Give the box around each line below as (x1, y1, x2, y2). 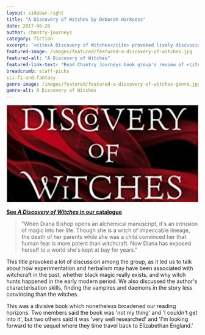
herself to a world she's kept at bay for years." (21, 246, 138, 254)
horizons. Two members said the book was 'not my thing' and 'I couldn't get (6, 309, 198, 316)
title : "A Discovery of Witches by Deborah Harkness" (6, 16, 146, 23)
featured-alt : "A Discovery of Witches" (6, 55, 111, 61)
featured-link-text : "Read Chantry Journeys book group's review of (6, 61, 184, 67)
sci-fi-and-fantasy (6, 74, 56, 81)
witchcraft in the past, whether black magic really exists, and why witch (6, 271, 186, 278)
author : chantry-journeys (6, 29, 72, 36)
